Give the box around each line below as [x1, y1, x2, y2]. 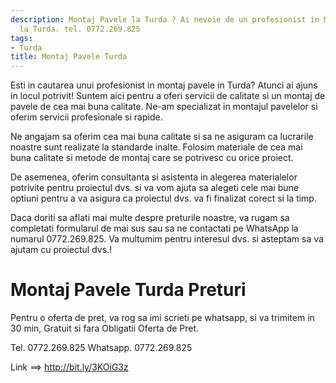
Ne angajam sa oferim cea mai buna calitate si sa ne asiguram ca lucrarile [10, 131, 314, 143]
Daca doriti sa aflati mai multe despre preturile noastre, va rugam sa [10, 212, 290, 224]
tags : [10, 33, 33, 43]
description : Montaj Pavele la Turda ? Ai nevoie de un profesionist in [10, 14, 320, 25]
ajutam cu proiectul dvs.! [10, 244, 113, 256]
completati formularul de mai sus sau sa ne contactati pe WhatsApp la [10, 222, 299, 235]
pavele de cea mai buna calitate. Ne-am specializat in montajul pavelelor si [10, 101, 318, 113]
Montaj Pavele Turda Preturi [10, 279, 247, 301]
